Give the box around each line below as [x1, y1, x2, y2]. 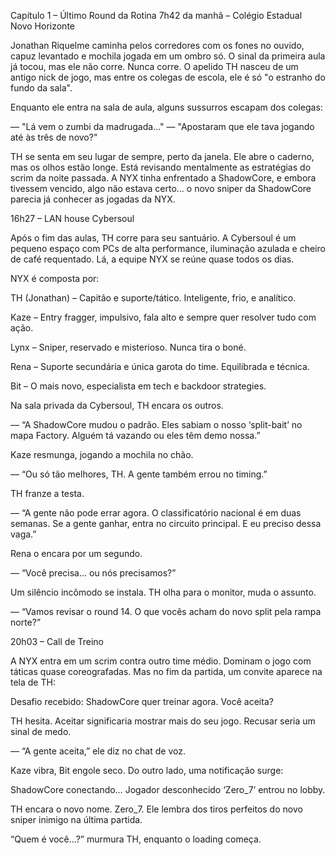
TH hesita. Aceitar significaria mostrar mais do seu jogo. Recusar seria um [10, 715, 316, 727]
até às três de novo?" [10, 131, 98, 143]
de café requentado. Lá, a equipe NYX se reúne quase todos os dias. [10, 253, 295, 265]
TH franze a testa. [10, 488, 85, 499]
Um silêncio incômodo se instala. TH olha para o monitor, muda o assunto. [10, 586, 317, 598]
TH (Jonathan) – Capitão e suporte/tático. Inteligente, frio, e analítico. [10, 292, 297, 304]
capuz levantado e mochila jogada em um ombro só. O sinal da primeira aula [10, 50, 326, 62]
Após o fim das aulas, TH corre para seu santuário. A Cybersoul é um [10, 232, 297, 244]
